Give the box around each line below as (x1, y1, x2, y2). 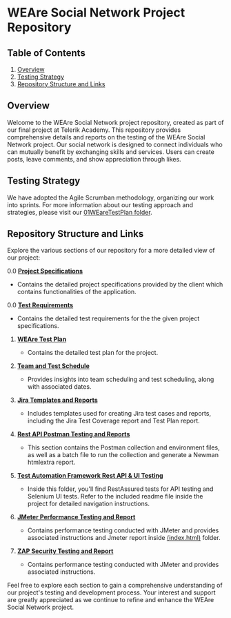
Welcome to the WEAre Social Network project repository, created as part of (7, 118, 224, 126)
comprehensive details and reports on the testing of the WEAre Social (7, 133, 205, 141)
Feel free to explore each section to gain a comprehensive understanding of (7, 581, 223, 590)
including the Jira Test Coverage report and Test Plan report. (27, 416, 200, 425)
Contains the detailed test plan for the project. (27, 349, 159, 357)
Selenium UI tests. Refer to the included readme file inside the (27, 492, 203, 501)
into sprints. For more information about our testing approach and (7, 200, 194, 209)
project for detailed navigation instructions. (27, 499, 150, 508)
